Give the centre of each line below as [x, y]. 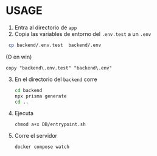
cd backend [28, 90]
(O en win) [19, 57]
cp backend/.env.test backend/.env [55, 45]
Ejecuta [24, 113]
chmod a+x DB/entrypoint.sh [50, 125]
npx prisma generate [40, 96]
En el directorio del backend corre [56, 79]
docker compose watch [42, 147]
